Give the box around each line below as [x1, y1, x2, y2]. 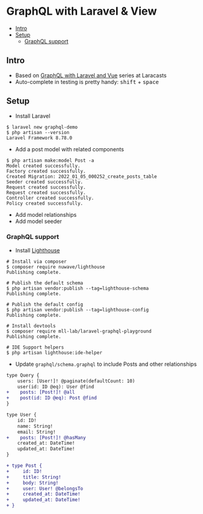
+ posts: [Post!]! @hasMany [6, 434, 86, 440]
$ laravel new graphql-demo [6, 124, 78, 130]
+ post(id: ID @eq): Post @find [6, 395, 97, 401]
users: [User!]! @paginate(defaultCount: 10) [17, 378, 136, 384]
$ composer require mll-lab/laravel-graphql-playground [6, 328, 152, 334]
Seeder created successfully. [6, 179, 84, 185]
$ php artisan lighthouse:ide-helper [6, 349, 103, 356]
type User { [6, 412, 37, 418]
